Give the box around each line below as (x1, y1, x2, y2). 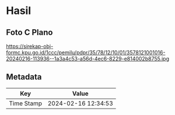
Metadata (6, 72, 42, 82)
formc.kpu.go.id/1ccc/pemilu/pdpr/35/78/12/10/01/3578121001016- (6, 49, 166, 56)
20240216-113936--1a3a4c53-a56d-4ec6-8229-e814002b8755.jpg (6, 55, 169, 62)
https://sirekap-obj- (6, 43, 54, 50)
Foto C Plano (6, 27, 53, 37)
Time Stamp (9, 99, 43, 107)
